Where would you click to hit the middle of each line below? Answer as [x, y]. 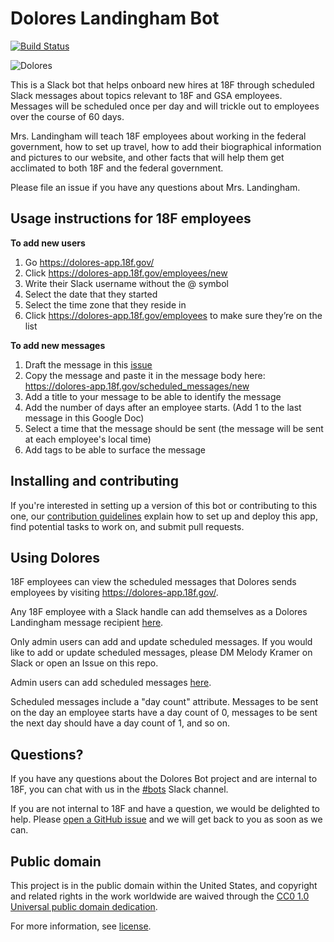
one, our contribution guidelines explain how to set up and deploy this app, [164, 516]
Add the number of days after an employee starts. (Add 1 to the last [163, 407]
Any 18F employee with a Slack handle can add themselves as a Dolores [159, 612]
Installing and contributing [94, 481]
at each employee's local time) [88, 439]
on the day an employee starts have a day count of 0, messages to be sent [164, 713]
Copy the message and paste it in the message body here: [145, 375]
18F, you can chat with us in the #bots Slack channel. [119, 789]
